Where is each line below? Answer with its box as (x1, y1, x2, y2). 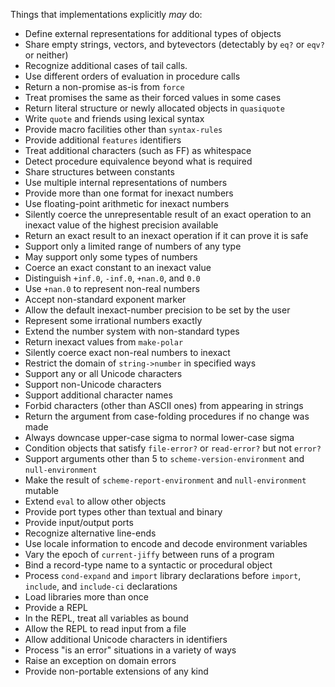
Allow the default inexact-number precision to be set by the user (24, 304, 291, 316)
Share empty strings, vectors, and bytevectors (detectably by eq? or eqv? (24, 39, 325, 50)
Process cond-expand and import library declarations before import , (24, 570, 302, 581)
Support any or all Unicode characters (24, 368, 183, 379)
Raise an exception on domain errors (24, 655, 177, 666)
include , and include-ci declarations (24, 580, 178, 592)
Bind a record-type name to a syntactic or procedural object (24, 559, 273, 571)
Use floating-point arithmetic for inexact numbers (24, 198, 230, 209)
